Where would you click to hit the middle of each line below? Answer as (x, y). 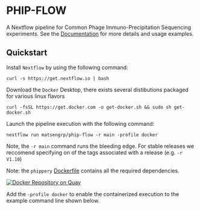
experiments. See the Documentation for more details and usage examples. (100, 33)
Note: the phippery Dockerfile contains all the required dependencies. (93, 171)
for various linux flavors (36, 96)
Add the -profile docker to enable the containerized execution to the (93, 194)
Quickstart (27, 53)
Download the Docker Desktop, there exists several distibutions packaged (98, 90)
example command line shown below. (53, 200)
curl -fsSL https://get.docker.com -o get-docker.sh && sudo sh (89, 107)
